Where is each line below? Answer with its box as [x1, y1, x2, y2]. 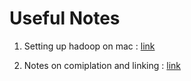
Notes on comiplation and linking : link [23, 59, 182, 71]
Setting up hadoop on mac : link [23, 40, 156, 52]
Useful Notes [9, 7, 121, 30]
